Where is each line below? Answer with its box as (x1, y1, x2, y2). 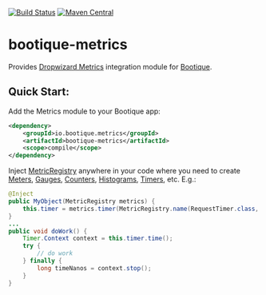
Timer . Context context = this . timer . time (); (22, 234, 173, 243)
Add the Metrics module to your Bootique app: (8, 106, 161, 116)
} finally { (22, 257, 62, 265)
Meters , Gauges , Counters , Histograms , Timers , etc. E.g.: (8, 174, 197, 184)
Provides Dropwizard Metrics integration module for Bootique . (8, 62, 212, 71)
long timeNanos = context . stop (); (37, 264, 152, 272)
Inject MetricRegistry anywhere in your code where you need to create (8, 166, 241, 176)
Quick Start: (8, 85, 69, 99)
